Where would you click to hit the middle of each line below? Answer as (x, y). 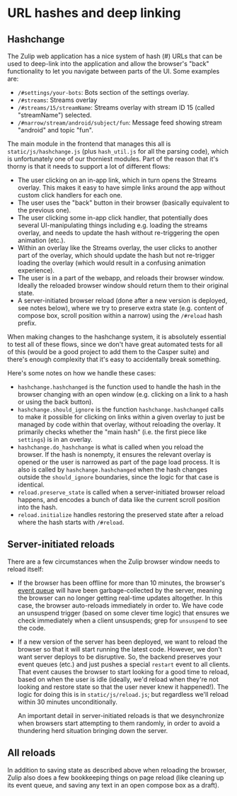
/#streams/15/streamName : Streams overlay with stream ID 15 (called (116, 107)
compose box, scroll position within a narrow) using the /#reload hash (120, 315)
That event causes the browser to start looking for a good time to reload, (123, 671)
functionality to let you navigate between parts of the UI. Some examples (114, 71)
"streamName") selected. (54, 115)
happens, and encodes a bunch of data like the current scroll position (119, 500)
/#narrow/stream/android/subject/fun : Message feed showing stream (120, 123)
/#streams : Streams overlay (57, 100)
